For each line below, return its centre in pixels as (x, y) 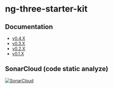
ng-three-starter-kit (46, 9)
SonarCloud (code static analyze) (56, 69)
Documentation (29, 27)
